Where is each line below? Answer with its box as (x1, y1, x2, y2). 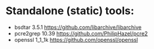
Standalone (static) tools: (5, 4, 134, 18)
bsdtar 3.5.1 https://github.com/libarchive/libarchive (14, 24, 142, 31)
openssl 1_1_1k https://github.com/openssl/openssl (14, 36, 138, 43)
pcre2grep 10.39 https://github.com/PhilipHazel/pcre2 (14, 30, 148, 37)
